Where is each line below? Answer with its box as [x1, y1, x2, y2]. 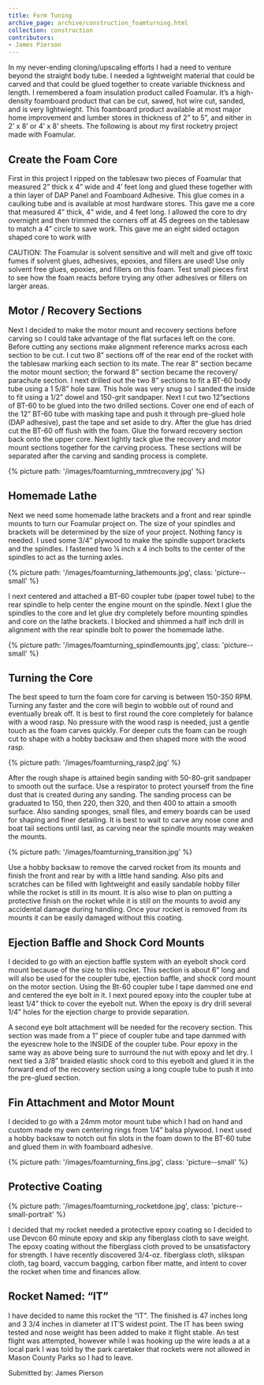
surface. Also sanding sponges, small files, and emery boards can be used [8, 807, 251, 816]
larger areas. [8, 281, 50, 291]
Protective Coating [8, 1180, 102, 1194]
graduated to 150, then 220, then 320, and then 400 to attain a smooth [8, 799, 237, 808]
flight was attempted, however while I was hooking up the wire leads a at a [8, 1336, 251, 1345]
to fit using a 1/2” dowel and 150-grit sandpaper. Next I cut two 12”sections [8, 392, 251, 401]
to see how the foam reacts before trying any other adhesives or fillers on [8, 273, 247, 282]
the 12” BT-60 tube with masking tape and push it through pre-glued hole [8, 408, 246, 419]
